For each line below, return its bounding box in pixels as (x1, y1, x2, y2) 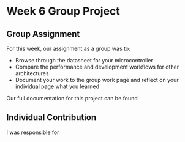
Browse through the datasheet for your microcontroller (15, 57, 153, 64)
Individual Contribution (6, 112, 97, 123)
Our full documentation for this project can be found (6, 95, 138, 102)
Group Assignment (6, 29, 80, 39)
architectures (15, 70, 49, 77)
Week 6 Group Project (6, 4, 121, 18)
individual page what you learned (15, 83, 100, 90)
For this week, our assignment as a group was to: (6, 45, 130, 52)
